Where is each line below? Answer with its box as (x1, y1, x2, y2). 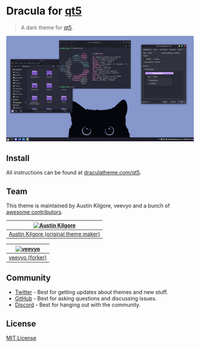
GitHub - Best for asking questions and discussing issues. (14, 295, 157, 302)
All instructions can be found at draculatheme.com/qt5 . (6, 169, 142, 176)
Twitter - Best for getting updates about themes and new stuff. (14, 289, 168, 296)
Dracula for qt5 (6, 4, 82, 18)
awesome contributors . (6, 209, 63, 216)
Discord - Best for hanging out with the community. (14, 301, 141, 308)
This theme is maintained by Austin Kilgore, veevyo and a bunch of (6, 202, 170, 209)
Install (6, 153, 30, 163)
